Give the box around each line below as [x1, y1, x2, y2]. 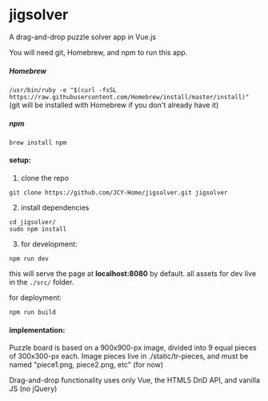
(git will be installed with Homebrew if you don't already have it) [9, 100, 219, 110]
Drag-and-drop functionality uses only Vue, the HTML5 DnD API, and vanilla [9, 375, 261, 385]
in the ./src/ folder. [9, 278, 74, 287]
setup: [9, 155, 31, 165]
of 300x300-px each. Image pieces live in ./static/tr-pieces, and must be [9, 351, 249, 361]
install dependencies [20, 203, 90, 213]
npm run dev [9, 255, 49, 263]
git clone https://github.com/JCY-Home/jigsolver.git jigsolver [9, 189, 228, 197]
